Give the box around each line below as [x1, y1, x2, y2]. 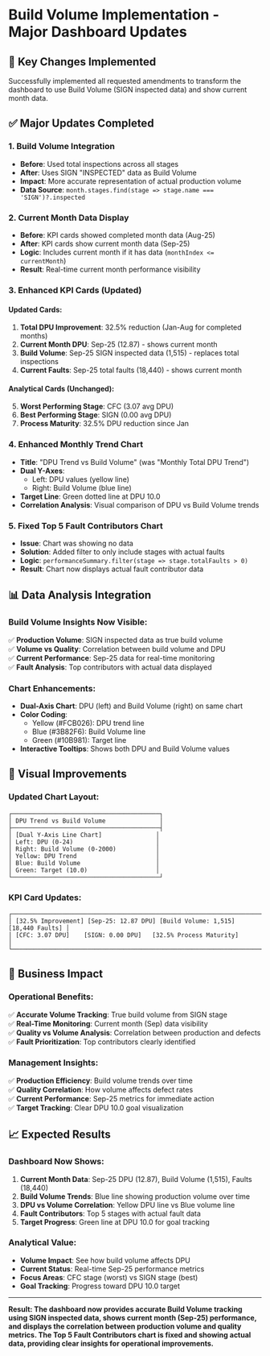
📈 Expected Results [8, 1128, 111, 1142]
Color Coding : [19, 709, 68, 719]
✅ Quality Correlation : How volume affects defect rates [8, 1084, 194, 1094]
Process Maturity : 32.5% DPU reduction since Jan [19, 419, 190, 429]
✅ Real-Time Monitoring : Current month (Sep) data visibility [8, 1018, 209, 1028]
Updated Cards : [8, 305, 63, 314]
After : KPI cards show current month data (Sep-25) [19, 238, 190, 248]
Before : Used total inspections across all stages [19, 159, 179, 168]
